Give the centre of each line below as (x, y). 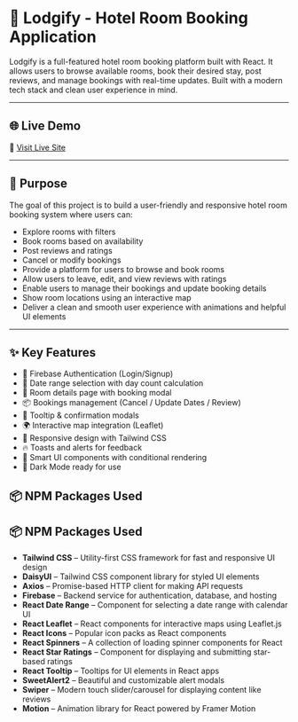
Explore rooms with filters (69, 232)
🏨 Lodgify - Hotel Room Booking (129, 18)
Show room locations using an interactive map (107, 297)
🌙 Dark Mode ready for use (71, 467)
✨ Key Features (52, 353)
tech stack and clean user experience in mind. (94, 90)
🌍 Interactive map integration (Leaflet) (93, 426)
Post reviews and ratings (67, 250)
